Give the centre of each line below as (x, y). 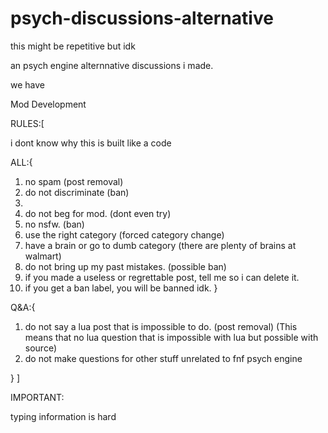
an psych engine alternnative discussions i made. (112, 65)
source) (41, 348)
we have (27, 84)
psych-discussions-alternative (142, 18)
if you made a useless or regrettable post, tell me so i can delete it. (162, 277)
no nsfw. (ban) (54, 224)
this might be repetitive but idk (73, 46)
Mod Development (48, 104)
